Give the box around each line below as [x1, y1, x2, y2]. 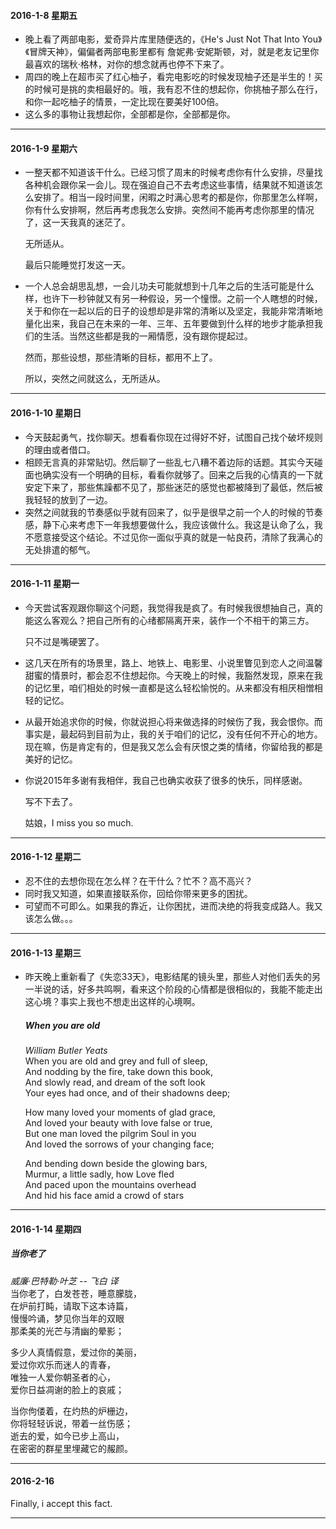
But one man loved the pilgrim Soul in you [24, 1128, 197, 1140]
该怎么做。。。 [24, 913, 78, 925]
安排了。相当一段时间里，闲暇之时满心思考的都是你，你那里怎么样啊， [33, 191, 323, 204]
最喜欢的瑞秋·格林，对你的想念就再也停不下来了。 [24, 58, 230, 70]
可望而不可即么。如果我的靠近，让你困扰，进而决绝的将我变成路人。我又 [24, 900, 323, 912]
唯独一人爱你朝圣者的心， [10, 1371, 116, 1383]
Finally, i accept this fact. [10, 1497, 113, 1509]
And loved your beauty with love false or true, [24, 1117, 213, 1129]
